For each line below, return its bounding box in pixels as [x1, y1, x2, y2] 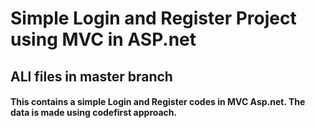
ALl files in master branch [10, 68, 173, 85]
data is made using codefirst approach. [10, 107, 178, 119]
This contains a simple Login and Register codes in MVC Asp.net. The [10, 96, 306, 108]
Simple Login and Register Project [10, 7, 297, 30]
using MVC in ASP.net [10, 28, 197, 51]
